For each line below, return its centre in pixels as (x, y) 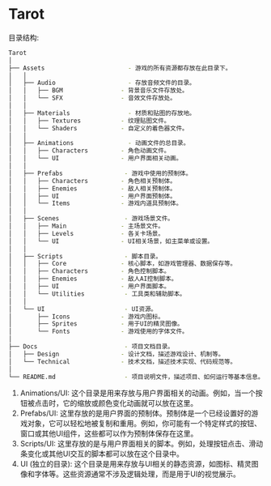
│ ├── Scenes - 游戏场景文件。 (91, 219)
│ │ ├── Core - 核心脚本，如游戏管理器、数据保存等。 (123, 264)
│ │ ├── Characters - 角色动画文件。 (89, 151)
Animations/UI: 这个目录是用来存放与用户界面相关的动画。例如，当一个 (138, 393)
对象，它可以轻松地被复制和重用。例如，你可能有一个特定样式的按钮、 (144, 424)
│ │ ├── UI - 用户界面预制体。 (92, 196)
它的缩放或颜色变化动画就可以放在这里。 (130, 403)
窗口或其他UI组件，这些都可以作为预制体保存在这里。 (109, 433)
